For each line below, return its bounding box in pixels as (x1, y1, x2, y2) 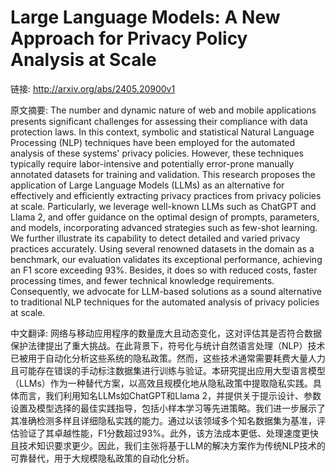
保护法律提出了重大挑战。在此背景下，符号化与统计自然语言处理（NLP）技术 (10, 339, 326, 351)
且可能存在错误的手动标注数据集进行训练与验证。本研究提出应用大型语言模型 (10, 364, 326, 376)
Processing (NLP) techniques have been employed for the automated (10, 136, 296, 148)
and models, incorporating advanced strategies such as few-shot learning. (10, 221, 318, 233)
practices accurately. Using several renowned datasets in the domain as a (10, 242, 315, 255)
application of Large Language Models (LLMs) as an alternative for (10, 179, 285, 191)
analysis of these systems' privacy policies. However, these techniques (10, 147, 304, 159)
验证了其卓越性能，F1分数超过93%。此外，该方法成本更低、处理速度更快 (18, 427, 320, 439)
